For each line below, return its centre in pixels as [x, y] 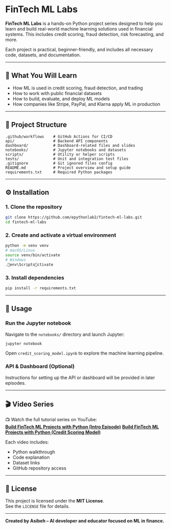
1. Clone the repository [34, 207]
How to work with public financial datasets [57, 93]
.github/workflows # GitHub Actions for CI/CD [59, 136]
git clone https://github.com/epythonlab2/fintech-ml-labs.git [74, 217]
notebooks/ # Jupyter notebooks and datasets [66, 150]
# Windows [16, 260]
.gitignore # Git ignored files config [59, 163]
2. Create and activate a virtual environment [61, 235]
